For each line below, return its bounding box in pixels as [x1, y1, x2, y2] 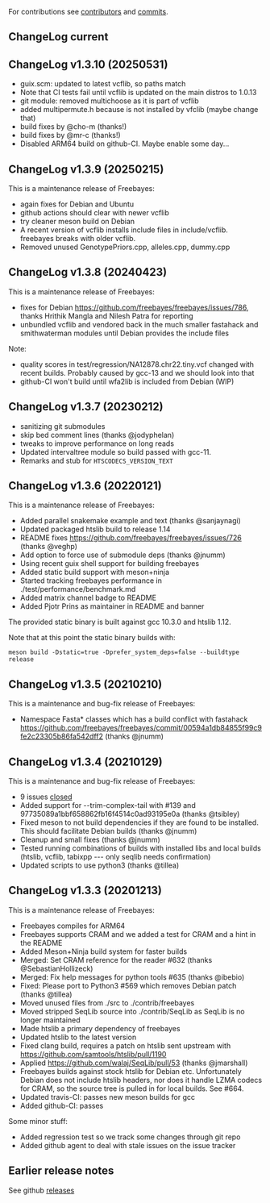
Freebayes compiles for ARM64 [19, 921, 126, 930]
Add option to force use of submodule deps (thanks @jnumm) [19, 550, 226, 560]
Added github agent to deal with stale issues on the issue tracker [19, 1140, 236, 1150]
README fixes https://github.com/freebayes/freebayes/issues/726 [19, 533, 242, 543]
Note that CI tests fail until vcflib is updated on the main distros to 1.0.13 [19, 88, 257, 98]
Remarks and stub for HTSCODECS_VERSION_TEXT [19, 456, 173, 465]
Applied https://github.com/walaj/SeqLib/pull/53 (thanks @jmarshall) [19, 1058, 248, 1068]
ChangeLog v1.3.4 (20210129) [8, 755, 163, 768]
